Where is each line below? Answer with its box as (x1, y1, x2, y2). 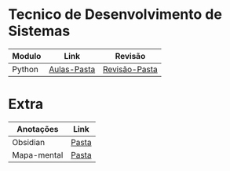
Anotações (16, 123, 59, 134)
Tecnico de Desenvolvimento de (8, 5, 222, 24)
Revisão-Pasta (103, 64, 159, 75)
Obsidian (12, 136, 46, 147)
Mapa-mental (12, 149, 64, 160)
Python (12, 64, 39, 75)
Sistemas (8, 22, 71, 40)
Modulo (12, 50, 42, 61)
